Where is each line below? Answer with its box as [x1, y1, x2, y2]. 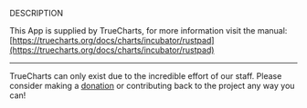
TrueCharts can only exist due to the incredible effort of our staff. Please [9, 71, 282, 81]
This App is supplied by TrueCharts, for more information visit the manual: [9, 25, 288, 35]
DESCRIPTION [9, 8, 64, 18]
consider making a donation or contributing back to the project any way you [9, 81, 295, 91]
